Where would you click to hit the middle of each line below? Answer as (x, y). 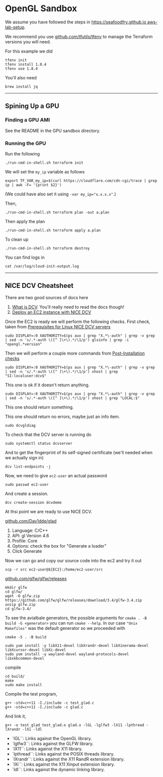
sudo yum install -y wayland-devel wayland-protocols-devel (67, 654)
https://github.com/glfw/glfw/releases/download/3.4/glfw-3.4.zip (73, 600)
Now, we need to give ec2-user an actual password (56, 475)
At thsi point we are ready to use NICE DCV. (49, 512)
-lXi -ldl (32, 729)
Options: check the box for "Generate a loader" (59, 546)
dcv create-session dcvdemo (33, 502)
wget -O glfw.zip (23, 596)
